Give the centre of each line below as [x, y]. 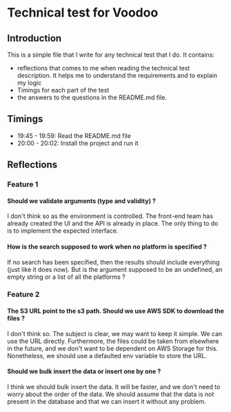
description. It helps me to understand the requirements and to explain [117, 75]
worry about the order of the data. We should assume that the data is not [111, 394]
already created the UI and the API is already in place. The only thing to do [113, 224]
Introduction [34, 38]
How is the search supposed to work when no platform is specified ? [107, 246]
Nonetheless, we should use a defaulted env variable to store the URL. [107, 355]
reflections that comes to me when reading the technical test [103, 68]
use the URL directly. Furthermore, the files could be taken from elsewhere [113, 341]
